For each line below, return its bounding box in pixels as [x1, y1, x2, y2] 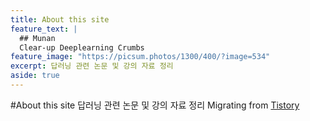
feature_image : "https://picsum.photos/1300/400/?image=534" [10, 52, 271, 62]
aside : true [10, 71, 60, 81]
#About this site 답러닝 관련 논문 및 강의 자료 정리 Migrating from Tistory [10, 99, 300, 111]
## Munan [19, 33, 56, 43]
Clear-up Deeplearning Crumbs [19, 42, 145, 53]
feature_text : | [10, 24, 78, 34]
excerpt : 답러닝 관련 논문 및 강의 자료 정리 [10, 61, 174, 71]
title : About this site [10, 14, 110, 25]
